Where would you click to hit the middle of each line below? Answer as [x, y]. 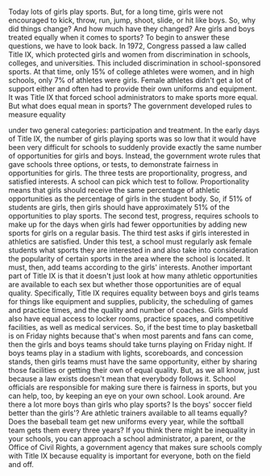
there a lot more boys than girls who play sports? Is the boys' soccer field [130, 404]
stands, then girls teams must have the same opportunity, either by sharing [133, 361]
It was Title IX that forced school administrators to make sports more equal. [133, 97]
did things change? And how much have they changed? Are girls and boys [132, 29]
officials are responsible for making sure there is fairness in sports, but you [133, 387]
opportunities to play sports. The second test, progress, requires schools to [134, 216]
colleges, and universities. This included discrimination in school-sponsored [135, 63]
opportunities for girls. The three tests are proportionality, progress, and [128, 173]
